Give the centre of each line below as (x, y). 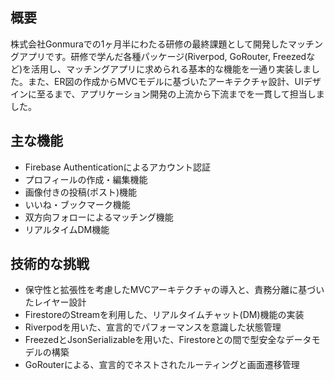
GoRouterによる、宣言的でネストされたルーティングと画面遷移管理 (162, 365)
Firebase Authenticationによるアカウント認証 (118, 167)
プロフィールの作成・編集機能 (86, 179)
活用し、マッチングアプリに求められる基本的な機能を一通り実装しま (171, 69)
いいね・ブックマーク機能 (77, 204)
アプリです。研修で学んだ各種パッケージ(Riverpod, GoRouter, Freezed (162, 56)
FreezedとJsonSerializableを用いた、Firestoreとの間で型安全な (155, 340)
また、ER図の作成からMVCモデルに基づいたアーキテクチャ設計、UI (165, 81)
